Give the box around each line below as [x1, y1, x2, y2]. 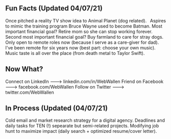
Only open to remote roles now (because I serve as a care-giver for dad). [5, 39, 159, 45]
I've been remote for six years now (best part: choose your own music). [5, 44, 156, 50]
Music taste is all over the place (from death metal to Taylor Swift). [5, 50, 145, 56]
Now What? [5, 65, 43, 73]
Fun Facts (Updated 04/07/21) [5, 4, 103, 13]
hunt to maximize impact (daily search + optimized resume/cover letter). [5, 128, 157, 134]
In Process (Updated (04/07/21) [5, 104, 108, 113]
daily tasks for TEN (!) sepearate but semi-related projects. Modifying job [5, 123, 159, 129]
